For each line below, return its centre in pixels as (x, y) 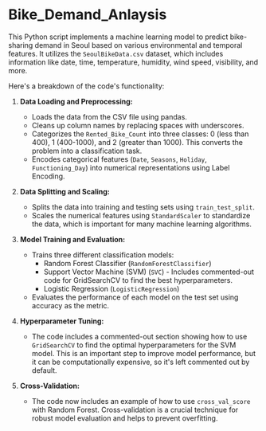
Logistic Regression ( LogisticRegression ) (111, 288)
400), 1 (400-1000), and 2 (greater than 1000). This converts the (137, 142)
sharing (21, 45)
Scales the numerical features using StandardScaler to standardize (141, 215)
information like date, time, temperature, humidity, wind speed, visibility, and (133, 62)
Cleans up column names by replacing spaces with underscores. (138, 125)
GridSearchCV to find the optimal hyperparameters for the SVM (134, 345)
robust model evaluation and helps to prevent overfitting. (125, 418)
